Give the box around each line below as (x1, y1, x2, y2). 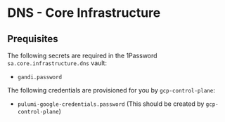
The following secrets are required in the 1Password (7, 51, 157, 60)
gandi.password (17, 74, 63, 81)
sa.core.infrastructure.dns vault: (7, 59, 108, 67)
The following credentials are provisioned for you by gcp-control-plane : (7, 86, 216, 94)
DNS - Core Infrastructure (7, 5, 161, 21)
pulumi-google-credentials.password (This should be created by (17, 100, 205, 108)
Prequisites (7, 33, 58, 45)
